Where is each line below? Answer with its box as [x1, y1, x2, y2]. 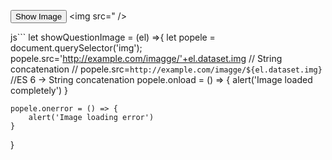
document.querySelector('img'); [10, 42, 143, 54]
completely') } [10, 85, 68, 96]
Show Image [15, 11, 63, 22]
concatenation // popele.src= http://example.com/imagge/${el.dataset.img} [10, 63, 323, 75]
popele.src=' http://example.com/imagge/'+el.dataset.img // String [10, 53, 283, 64]
